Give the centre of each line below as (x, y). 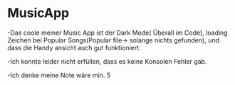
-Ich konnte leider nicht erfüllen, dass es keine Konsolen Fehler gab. (107, 61)
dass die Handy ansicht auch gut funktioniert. (74, 47)
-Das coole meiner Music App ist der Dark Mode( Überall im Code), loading (117, 33)
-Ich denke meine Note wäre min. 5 (59, 75)
